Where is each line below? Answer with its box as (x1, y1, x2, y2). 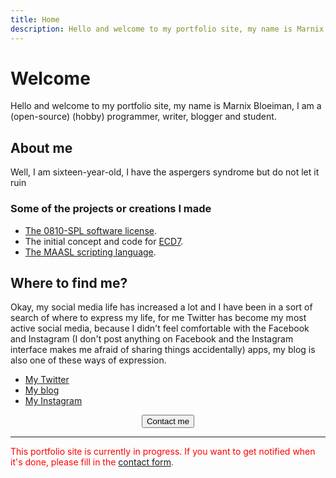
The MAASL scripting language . (24, 246, 157, 258)
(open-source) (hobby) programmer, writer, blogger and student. (10, 111, 277, 123)
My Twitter (24, 374, 70, 386)
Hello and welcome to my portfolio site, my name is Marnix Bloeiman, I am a (10, 100, 322, 112)
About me (10, 139, 73, 156)
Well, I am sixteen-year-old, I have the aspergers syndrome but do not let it (10, 166, 320, 178)
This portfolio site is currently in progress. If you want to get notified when (10, 446, 316, 458)
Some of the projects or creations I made (10, 202, 212, 216)
